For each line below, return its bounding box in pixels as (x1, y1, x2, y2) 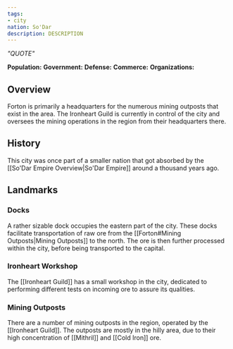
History (7, 137, 41, 149)
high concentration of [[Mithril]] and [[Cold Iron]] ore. (7, 333, 162, 342)
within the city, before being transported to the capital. (7, 244, 165, 252)
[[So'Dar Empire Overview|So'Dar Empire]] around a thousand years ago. (7, 164, 220, 172)
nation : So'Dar (7, 23, 52, 30)
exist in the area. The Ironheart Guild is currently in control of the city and (7, 110, 220, 118)
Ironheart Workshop (7, 262, 78, 271)
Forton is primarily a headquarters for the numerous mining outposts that (7, 102, 219, 111)
